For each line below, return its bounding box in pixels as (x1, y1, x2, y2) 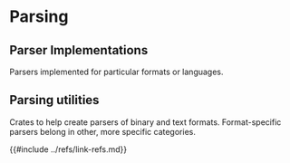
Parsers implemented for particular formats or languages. (9, 66, 224, 77)
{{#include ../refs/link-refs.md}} (9, 143, 128, 155)
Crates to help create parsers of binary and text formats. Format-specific (9, 116, 282, 128)
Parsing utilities (9, 92, 100, 108)
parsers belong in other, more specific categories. (9, 126, 197, 137)
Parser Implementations (9, 43, 149, 58)
